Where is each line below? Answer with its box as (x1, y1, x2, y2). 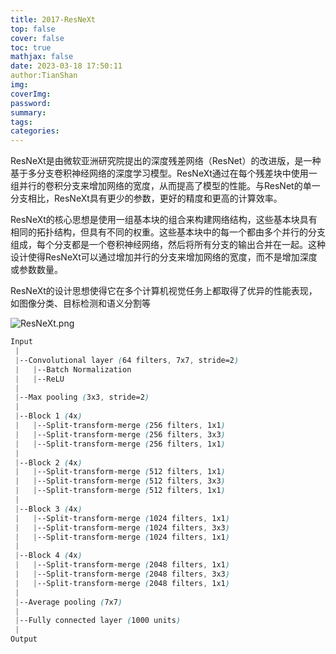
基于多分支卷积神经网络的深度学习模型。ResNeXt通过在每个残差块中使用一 (10, 167, 318, 180)
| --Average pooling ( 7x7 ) (14, 597, 123, 607)
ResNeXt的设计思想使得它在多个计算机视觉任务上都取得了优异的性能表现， (10, 285, 318, 297)
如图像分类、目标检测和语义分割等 (10, 297, 151, 310)
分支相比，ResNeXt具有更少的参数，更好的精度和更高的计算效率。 (10, 192, 283, 205)
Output (10, 634, 38, 645)
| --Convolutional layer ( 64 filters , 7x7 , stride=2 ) (14, 355, 240, 365)
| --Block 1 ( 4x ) (14, 411, 83, 421)
